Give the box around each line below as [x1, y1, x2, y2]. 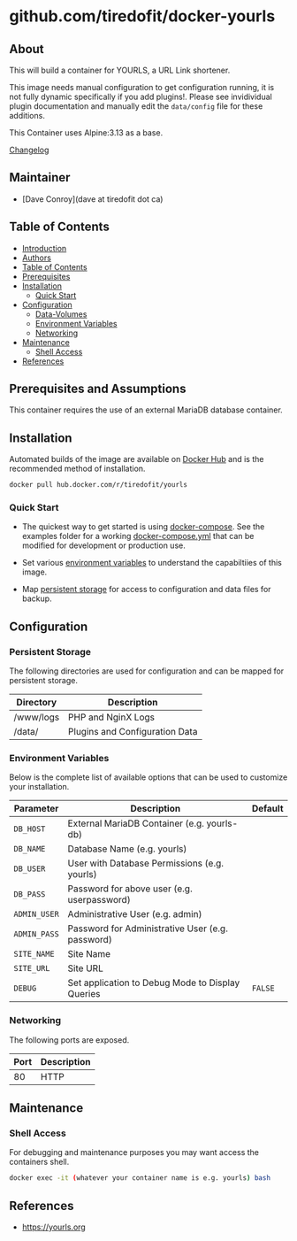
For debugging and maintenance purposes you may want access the [9, 1147, 259, 1158]
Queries [67, 988, 101, 1000]
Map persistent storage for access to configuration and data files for [21, 584, 271, 595]
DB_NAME [13, 844, 46, 854]
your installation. [9, 782, 70, 792]
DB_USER [13, 864, 46, 874]
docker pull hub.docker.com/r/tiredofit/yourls [9, 481, 188, 489]
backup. [21, 593, 52, 604]
